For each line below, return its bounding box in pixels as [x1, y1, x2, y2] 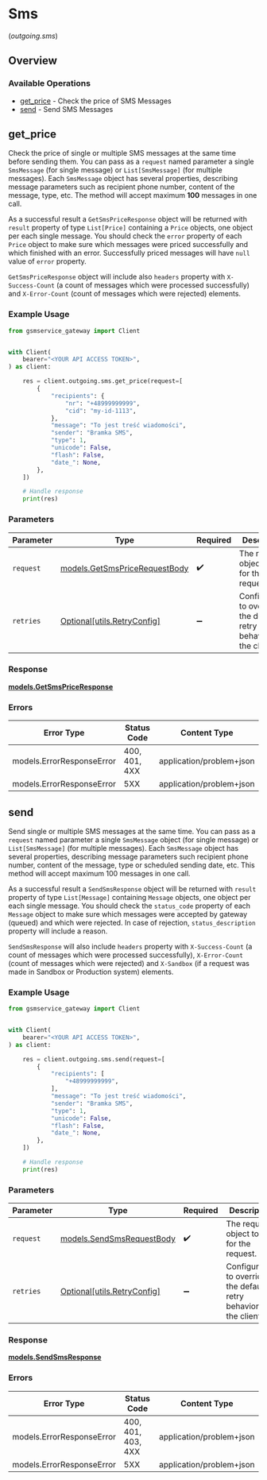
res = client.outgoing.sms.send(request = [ [22, 1055, 165, 1063]
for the [226, 1238, 251, 1250]
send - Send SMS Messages [19, 104, 114, 114]
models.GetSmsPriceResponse [8, 682, 114, 691]
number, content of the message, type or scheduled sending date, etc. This [8, 860, 256, 870]
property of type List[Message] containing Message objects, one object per [8, 892, 252, 902]
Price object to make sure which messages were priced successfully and [8, 240, 249, 249]
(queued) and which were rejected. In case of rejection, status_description [8, 918, 256, 927]
